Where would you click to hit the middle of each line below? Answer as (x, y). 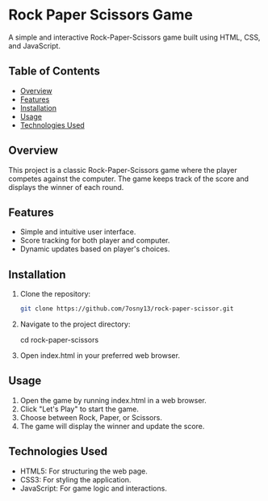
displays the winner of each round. (66, 187)
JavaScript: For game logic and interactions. (93, 488)
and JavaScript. (34, 45)
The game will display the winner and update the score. (112, 426)
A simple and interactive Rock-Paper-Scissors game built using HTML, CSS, (134, 37)
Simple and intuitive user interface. (78, 232)
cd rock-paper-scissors (59, 340)
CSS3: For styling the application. (75, 479)
